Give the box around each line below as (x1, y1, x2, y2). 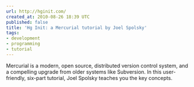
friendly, (6, 74, 26, 81)
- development (6, 35, 41, 41)
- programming (6, 41, 41, 47)
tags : (6, 30, 19, 36)
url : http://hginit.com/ (6, 8, 66, 14)
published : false (6, 19, 48, 25)
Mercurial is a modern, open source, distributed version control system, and (6, 62, 188, 69)
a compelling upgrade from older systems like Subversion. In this (6, 68, 162, 75)
